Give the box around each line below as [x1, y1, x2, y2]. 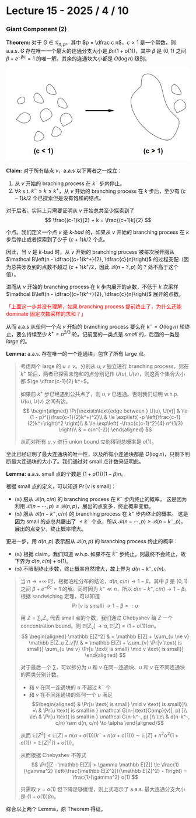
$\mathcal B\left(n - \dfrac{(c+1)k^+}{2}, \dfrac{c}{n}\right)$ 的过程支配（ [6, 256, 184, 263]
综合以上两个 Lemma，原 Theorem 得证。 [6, 806, 106, 813]
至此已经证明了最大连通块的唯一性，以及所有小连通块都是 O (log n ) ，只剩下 [6, 450, 185, 458]
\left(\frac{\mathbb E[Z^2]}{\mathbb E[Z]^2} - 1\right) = [54, 768, 187, 775]
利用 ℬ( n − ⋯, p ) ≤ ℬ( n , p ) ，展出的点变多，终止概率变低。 [14, 503, 154, 510]
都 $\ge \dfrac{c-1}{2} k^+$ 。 [20, 378, 92, 385]
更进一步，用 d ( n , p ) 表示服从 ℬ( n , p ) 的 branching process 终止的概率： [6, 537, 179, 544]
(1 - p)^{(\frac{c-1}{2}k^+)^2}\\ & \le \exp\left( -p [30, 413, 145, 420]
